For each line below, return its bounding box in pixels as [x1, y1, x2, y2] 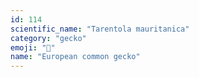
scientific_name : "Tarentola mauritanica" [10, 24, 190, 34]
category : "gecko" [10, 33, 87, 43]
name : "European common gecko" [10, 52, 141, 62]
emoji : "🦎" [10, 42, 56, 53]
